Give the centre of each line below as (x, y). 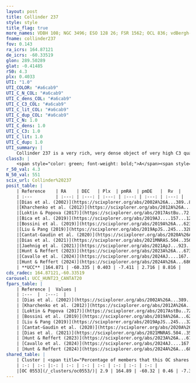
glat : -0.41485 (24, 66)
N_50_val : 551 (23, 175)
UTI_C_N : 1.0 (22, 121)
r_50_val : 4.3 (23, 170)
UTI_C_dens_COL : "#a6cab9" (39, 98)
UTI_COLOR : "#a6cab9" (32, 88)
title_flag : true (27, 28)
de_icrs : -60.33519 (30, 55)
